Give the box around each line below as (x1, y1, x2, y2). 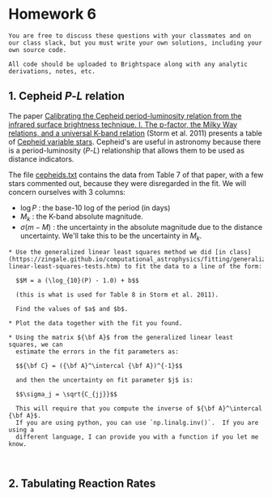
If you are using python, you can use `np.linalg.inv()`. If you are (15, 419, 259, 427)
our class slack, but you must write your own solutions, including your (8, 38, 263, 47)
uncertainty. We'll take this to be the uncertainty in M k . (19, 231, 202, 242)
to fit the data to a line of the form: (124, 262, 263, 271)
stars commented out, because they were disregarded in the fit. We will (8, 178, 247, 188)
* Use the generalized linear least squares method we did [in (8, 249, 227, 257)
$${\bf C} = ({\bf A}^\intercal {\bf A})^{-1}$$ (15, 362, 183, 370)
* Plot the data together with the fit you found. (8, 319, 183, 327)
